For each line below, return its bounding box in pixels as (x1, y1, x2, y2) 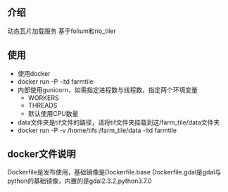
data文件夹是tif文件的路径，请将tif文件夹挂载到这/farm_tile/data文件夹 (17, 118, 220, 127)
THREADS (27, 101, 58, 109)
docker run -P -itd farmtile (17, 77, 94, 86)
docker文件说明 (7, 148, 76, 160)
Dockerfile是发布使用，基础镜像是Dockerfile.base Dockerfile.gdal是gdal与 (7, 168, 222, 177)
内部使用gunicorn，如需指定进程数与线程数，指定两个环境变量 (17, 85, 198, 94)
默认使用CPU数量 (27, 109, 79, 117)
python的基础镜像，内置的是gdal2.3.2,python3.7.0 (7, 177, 153, 185)
